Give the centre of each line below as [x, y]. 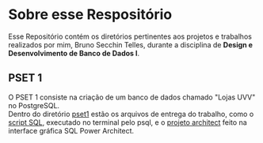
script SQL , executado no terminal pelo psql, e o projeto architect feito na [128, 122]
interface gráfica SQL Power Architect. [71, 130]
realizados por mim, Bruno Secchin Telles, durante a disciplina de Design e [131, 44]
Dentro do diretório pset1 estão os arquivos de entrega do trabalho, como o [131, 114]
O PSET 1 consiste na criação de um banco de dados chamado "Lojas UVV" [132, 97]
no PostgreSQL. [34, 105]
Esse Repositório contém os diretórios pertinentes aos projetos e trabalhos [130, 36]
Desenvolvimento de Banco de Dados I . [74, 53]
